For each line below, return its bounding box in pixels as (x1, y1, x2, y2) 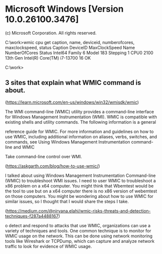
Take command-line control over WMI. (5, 153, 82, 159)
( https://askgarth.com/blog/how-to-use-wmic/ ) (5, 163, 100, 169)
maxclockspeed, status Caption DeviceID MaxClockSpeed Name (5, 44, 135, 50)
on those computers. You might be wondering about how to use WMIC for (5, 193, 154, 199)
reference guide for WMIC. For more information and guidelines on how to (5, 128, 154, 134)
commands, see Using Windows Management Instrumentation (5, 139, 130, 145)
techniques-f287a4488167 (5, 213, 59, 219)
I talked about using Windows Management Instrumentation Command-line (5, 172, 156, 178)
